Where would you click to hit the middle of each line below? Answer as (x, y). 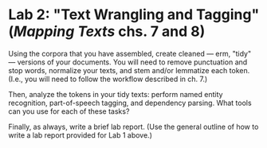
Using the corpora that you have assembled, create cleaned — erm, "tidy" (130, 53)
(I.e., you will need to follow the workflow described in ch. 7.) (108, 79)
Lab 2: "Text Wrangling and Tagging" (134, 15)
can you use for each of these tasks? (69, 111)
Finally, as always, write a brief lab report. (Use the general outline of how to (133, 127)
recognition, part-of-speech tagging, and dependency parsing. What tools (130, 103)
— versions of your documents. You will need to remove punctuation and (128, 62)
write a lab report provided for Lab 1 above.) (80, 135)
